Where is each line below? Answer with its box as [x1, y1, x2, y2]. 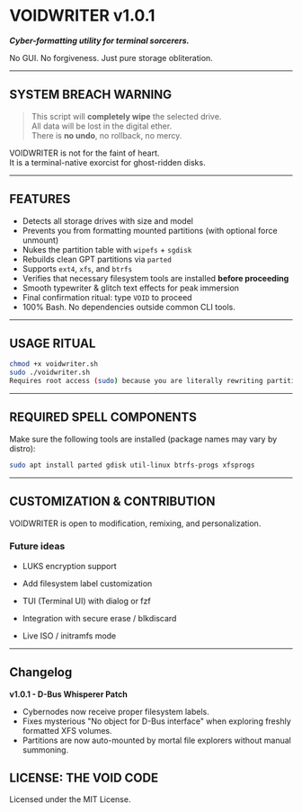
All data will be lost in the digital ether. [31, 120, 173, 131]
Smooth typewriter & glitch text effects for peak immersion [22, 282, 240, 293]
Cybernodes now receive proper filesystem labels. [22, 706, 209, 717]
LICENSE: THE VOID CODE [9, 771, 159, 785]
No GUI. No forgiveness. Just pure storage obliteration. [9, 52, 213, 63]
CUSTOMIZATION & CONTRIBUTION [9, 494, 216, 509]
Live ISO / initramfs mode [22, 630, 117, 641]
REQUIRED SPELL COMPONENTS [9, 410, 198, 425]
